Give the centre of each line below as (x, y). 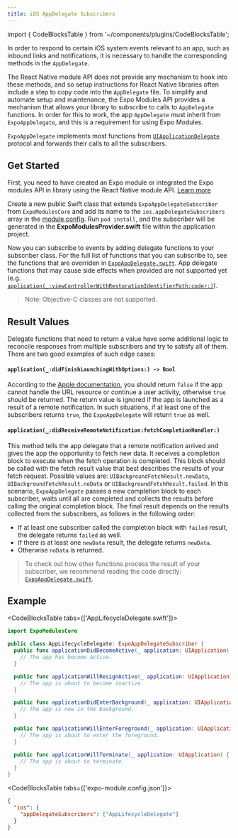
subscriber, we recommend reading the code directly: (103, 571)
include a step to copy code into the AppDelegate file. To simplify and (107, 92)
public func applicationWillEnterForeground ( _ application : (104, 729)
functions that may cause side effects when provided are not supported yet (118, 271)
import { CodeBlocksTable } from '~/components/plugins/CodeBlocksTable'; (118, 34)
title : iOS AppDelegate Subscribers (61, 14)
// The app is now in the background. (77, 709)
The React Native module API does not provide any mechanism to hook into (118, 77)
